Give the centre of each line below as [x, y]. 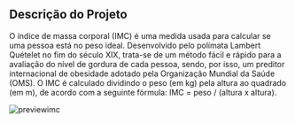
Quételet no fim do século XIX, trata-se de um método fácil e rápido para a [145, 54]
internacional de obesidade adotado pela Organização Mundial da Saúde [142, 73]
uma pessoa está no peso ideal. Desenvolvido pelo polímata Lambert [135, 45]
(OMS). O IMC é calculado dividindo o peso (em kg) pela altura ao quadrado [147, 82]
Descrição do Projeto [68, 15]
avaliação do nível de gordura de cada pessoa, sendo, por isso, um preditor [147, 64]
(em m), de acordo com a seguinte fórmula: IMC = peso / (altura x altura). [143, 92]
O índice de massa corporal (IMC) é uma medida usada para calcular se [140, 35]
